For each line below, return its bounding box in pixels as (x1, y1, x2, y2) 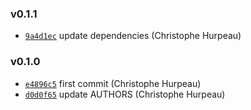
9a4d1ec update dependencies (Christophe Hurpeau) (24, 30, 242, 42)
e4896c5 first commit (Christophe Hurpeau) (24, 77, 202, 89)
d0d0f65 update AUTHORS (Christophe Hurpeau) (24, 88, 226, 100)
